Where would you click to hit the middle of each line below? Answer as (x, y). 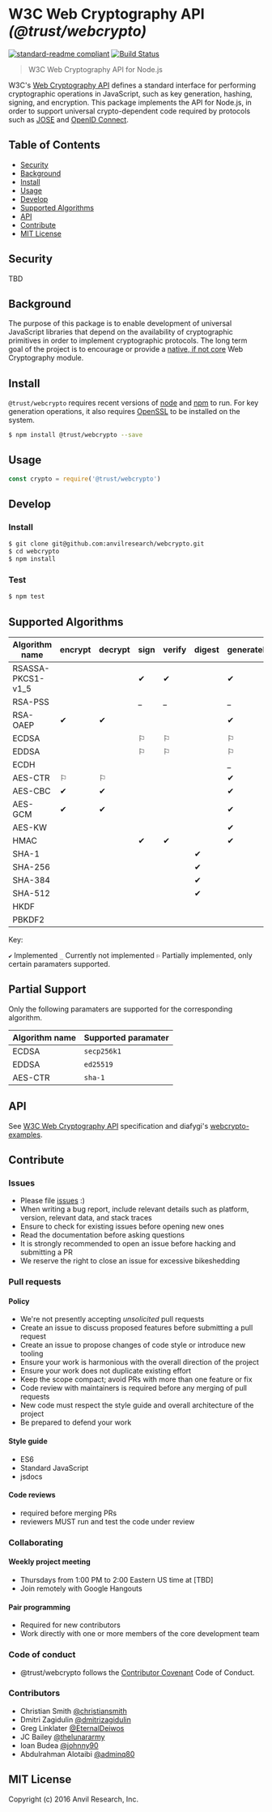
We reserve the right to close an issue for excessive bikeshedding (130, 1261)
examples (25, 1135)
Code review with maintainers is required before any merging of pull (133, 1388)
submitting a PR (46, 1252)
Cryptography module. (46, 358)
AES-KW (30, 827)
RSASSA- (31, 669)
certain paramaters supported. (59, 964)
